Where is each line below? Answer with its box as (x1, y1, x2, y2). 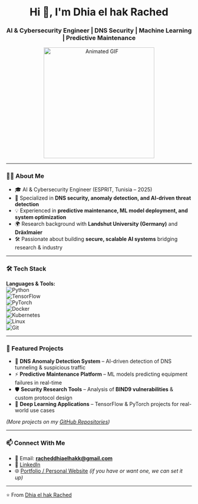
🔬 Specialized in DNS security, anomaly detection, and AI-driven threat (14, 194, 192, 201)
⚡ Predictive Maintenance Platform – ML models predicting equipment (14, 370, 188, 378)
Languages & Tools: (6, 280, 56, 287)
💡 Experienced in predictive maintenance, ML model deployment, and (14, 207, 189, 214)
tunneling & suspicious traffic (14, 364, 86, 371)
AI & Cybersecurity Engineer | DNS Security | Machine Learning (6, 27, 192, 35)
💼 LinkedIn (14, 461, 41, 468)
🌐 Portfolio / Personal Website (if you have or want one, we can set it (14, 467, 183, 474)
